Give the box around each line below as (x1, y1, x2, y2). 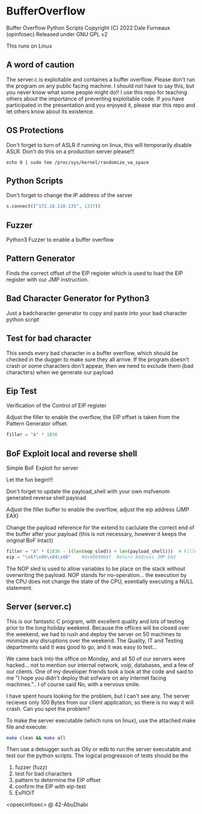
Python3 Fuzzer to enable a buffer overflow (6, 236, 114, 244)
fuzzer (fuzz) (14, 764, 48, 771)
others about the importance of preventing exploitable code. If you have (6, 95, 185, 102)
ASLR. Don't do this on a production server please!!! (6, 148, 135, 155)
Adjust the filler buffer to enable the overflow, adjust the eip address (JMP (6, 506, 189, 513)
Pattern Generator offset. (6, 420, 68, 428)
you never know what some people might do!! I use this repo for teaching (6, 89, 188, 96)
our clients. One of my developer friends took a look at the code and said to (6, 667, 194, 675)
